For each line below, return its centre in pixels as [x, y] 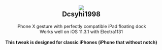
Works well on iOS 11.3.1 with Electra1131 [81, 31]
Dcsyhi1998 [81, 14]
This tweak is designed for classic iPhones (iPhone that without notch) [81, 42]
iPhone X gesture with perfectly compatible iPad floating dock [81, 26]
